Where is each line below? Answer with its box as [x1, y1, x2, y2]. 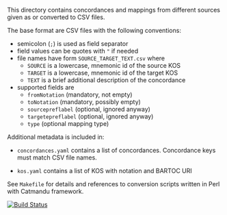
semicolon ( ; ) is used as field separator [16, 40, 129, 47]
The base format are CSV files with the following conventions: [7, 27, 181, 34]
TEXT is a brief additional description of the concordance [27, 76, 186, 84]
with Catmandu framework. [7, 188, 84, 195]
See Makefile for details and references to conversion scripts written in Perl [7, 180, 220, 188]
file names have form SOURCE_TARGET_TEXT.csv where [16, 54, 165, 62]
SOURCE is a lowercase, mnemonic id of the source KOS [27, 62, 181, 69]
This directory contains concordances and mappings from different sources [7, 6, 221, 14]
